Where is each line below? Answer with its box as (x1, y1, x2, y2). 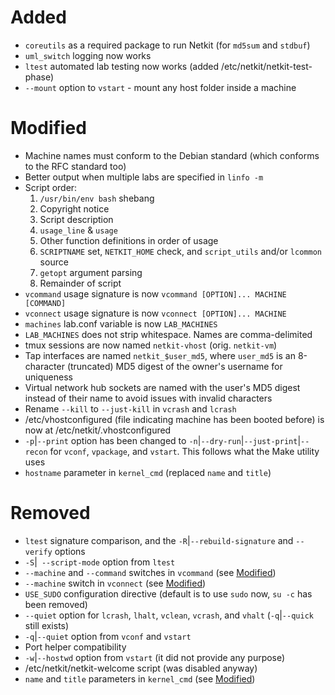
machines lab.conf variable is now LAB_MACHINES (24, 317, 218, 330)
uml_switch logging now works (24, 49, 152, 61)
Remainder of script (39, 277, 122, 289)
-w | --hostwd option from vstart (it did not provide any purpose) (24, 651, 286, 663)
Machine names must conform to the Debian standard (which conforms (24, 149, 320, 161)
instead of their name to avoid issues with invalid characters (24, 392, 273, 404)
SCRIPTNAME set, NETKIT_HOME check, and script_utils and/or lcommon (39, 245, 322, 257)
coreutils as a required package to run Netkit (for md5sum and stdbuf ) (24, 39, 311, 51)
